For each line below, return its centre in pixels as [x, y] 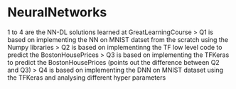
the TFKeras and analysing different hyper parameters [87, 77]
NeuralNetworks [57, 12]
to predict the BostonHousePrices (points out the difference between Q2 [114, 62]
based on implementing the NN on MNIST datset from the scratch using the [118, 39]
